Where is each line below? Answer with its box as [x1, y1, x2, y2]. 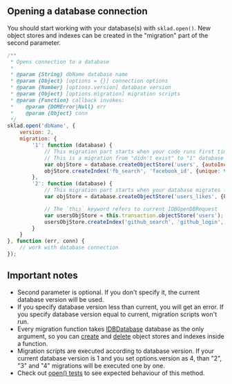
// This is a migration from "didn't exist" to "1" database [43, 155, 224, 162]
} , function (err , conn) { [7, 238, 85, 244]
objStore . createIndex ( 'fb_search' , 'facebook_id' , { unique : [43, 167, 221, 175]
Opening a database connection [7, 6, 148, 17]
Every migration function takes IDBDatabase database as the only [17, 325, 204, 333]
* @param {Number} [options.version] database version [10, 84, 171, 91]
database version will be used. [17, 295, 104, 303]
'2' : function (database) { [32, 180, 113, 187]
